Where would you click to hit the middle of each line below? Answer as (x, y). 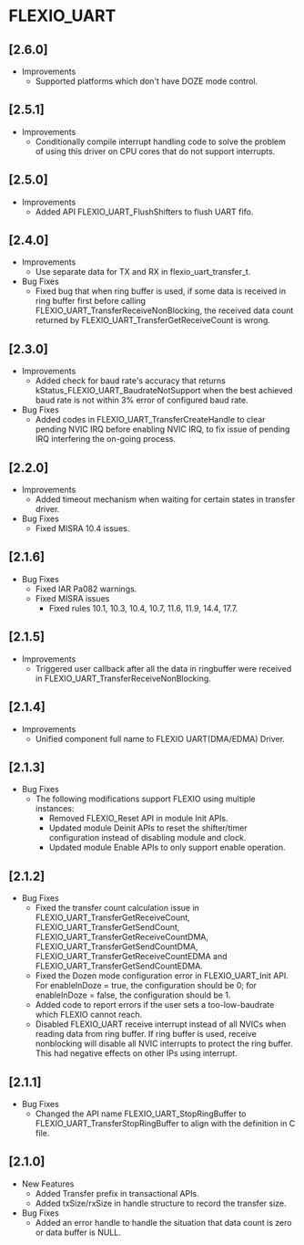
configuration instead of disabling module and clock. (147, 838)
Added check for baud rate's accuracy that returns (131, 381)
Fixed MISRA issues (72, 598)
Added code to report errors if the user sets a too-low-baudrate (155, 1005)
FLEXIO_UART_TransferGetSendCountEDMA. (119, 966)
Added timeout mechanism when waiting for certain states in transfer (165, 499)
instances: (55, 809)
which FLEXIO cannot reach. (89, 1015)
